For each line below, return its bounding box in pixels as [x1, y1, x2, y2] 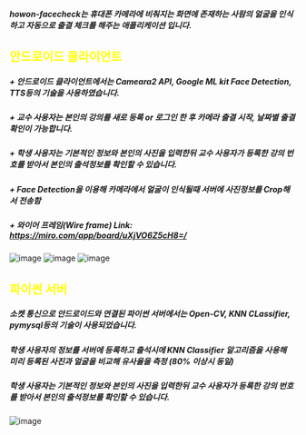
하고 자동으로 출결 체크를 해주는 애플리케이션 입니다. [9, 19, 192, 31]
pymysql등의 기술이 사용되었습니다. [9, 320, 138, 331]
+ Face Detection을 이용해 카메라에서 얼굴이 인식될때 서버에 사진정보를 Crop [9, 183, 283, 194]
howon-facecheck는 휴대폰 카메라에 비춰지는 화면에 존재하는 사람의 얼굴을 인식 [9, 8, 293, 19]
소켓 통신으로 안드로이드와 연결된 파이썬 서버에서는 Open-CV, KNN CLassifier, [9, 309, 291, 320]
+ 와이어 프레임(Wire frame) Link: [9, 220, 133, 231]
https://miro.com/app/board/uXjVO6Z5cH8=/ [9, 230, 188, 241]
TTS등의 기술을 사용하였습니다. [9, 87, 120, 98]
